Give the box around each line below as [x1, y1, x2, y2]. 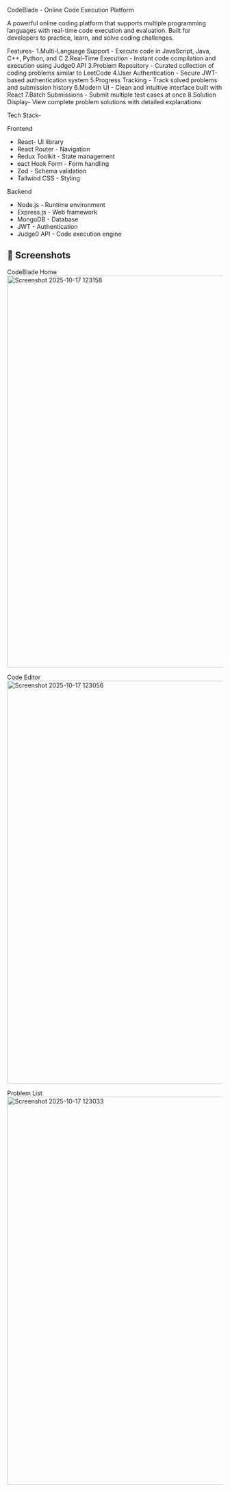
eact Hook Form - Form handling [16, 160, 110, 167]
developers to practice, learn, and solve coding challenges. [7, 34, 175, 42]
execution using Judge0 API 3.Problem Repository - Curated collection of [7, 62, 214, 69]
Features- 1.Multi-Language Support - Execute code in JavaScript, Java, [7, 47, 211, 55]
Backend [7, 188, 32, 195]
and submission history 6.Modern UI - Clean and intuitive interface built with [7, 84, 222, 91]
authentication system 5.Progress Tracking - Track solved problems [26, 76, 218, 84]
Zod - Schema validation [16, 167, 87, 175]
